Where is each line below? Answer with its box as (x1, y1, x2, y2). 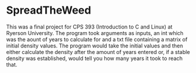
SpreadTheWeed (6, 4, 91, 17)
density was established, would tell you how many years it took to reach (6, 55, 183, 62)
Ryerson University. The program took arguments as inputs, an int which (6, 29, 183, 36)
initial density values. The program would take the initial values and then (6, 42, 183, 49)
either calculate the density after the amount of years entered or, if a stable (6, 48, 191, 55)
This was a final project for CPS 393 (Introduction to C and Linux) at (6, 23, 173, 30)
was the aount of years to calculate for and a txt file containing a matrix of (6, 36, 188, 43)
